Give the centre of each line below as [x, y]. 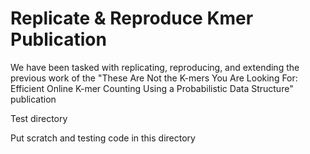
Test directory [39, 118]
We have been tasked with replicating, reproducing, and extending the [155, 67]
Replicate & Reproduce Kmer [132, 18]
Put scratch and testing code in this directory [103, 138]
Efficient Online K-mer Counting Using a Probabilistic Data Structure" [152, 88]
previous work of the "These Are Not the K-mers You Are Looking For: [154, 78]
